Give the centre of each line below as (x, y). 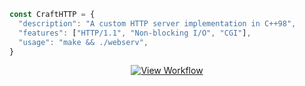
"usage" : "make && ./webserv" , (83, 42)
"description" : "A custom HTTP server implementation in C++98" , (157, 23)
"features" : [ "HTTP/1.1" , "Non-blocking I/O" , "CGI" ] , (135, 33)
